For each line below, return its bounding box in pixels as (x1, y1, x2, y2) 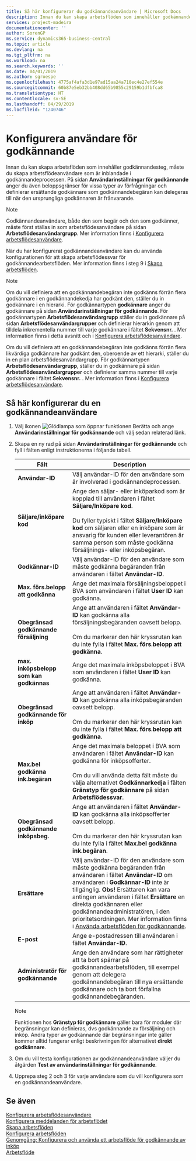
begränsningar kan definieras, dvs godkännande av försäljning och (14, 1025, 176, 1032)
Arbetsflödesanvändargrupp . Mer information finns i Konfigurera (6, 230, 164, 237)
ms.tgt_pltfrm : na (6, 52, 51, 58)
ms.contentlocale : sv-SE (6, 95, 66, 101)
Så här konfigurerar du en (6, 398, 101, 408)
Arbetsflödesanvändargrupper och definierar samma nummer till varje (6, 368, 178, 375)
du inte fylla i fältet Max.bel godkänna (72, 839, 177, 848)
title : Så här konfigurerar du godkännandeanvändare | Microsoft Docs (6, 8, 181, 15)
